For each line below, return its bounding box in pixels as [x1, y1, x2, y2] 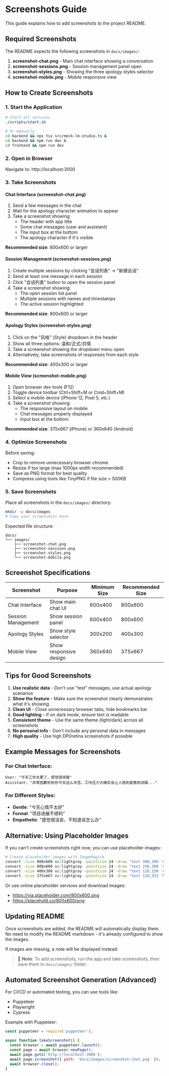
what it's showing [12, 701, 49, 707]
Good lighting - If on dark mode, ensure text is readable [12, 711, 129, 718]
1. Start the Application [5, 104, 62, 111]
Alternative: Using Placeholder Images [5, 832, 129, 840]
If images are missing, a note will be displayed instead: [5, 946, 118, 952]
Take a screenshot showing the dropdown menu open [12, 346, 125, 352]
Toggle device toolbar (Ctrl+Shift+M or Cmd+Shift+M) [12, 389, 125, 395]
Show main [49, 598, 76, 605]
